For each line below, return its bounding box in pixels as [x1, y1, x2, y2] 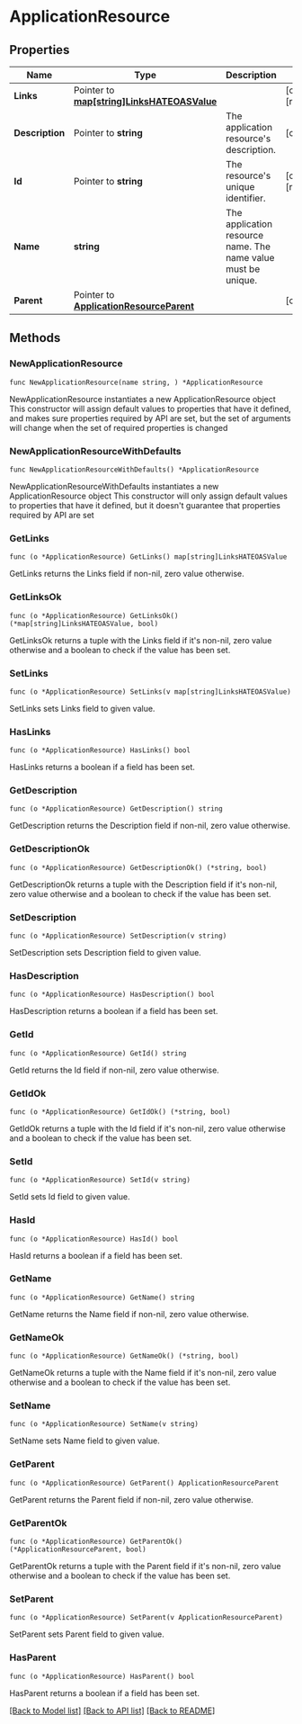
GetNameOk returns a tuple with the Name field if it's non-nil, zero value [9, 1368, 277, 1378]
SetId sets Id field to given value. [9, 1191, 130, 1202]
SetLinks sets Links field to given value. [9, 703, 155, 714]
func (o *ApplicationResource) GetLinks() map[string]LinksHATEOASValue [9, 552, 288, 561]
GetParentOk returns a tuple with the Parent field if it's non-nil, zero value [9, 1561, 281, 1572]
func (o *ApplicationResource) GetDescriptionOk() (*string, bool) [9, 863, 268, 872]
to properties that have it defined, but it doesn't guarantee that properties [9, 499, 281, 510]
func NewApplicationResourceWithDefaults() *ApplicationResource [9, 465, 259, 474]
